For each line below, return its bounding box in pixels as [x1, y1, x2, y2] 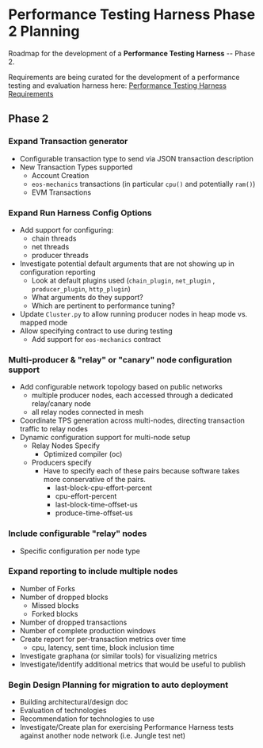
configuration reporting [19, 267, 97, 276]
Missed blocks [31, 600, 79, 610]
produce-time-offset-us [55, 508, 133, 518]
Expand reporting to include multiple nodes [8, 566, 178, 577]
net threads [31, 241, 70, 251]
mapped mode [19, 317, 68, 327]
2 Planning [8, 22, 80, 40]
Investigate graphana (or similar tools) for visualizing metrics [19, 651, 218, 660]
